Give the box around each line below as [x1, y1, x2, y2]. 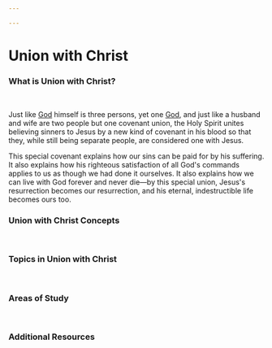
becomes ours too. [8, 194, 71, 204]
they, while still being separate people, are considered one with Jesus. [8, 136, 244, 146]
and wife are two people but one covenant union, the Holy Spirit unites [8, 119, 244, 128]
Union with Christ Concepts [8, 215, 120, 226]
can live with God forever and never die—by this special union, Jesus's [8, 177, 246, 187]
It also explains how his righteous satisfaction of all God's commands [8, 160, 240, 170]
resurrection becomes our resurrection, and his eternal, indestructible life [8, 186, 254, 196]
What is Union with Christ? [8, 75, 116, 86]
